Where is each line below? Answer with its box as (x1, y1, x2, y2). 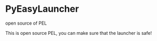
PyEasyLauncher (5, 3, 79, 15)
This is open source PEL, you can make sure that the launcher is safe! (5, 30, 152, 36)
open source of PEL (5, 20, 47, 26)
